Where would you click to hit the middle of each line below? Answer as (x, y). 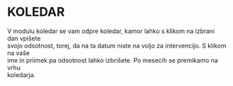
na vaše (18, 53)
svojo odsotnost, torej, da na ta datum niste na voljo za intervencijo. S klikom (117, 45)
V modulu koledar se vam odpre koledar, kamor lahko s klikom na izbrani (111, 31)
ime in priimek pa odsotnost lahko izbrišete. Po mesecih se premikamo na (113, 60)
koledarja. (22, 75)
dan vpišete (24, 38)
